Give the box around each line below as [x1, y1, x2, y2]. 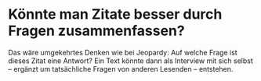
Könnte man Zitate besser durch [8, 5, 223, 23]
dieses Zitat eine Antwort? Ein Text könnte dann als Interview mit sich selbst [8, 56, 253, 65]
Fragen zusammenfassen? [8, 22, 186, 40]
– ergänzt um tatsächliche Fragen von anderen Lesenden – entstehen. [8, 64, 234, 73]
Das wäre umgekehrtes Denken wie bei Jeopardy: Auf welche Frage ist [8, 48, 237, 57]
